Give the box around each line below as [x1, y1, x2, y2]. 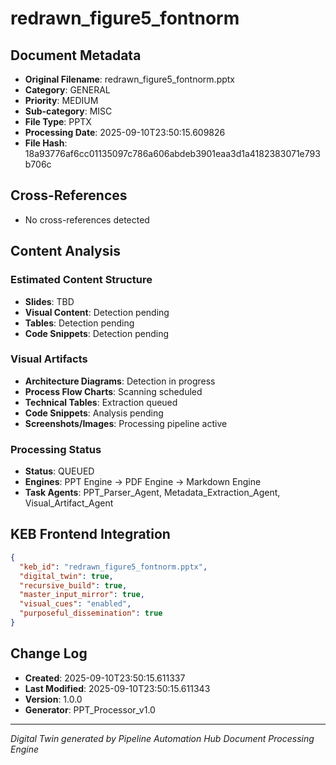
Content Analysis [10, 243, 121, 260]
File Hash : [24, 137, 68, 149]
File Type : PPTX [24, 116, 92, 127]
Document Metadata [10, 47, 142, 64]
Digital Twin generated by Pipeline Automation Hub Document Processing [10, 732, 315, 744]
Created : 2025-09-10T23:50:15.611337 [24, 672, 186, 684]
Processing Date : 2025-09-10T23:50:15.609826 [24, 127, 226, 138]
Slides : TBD [24, 295, 75, 307]
